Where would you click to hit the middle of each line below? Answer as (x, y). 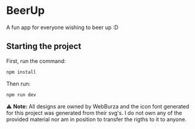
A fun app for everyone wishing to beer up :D (62, 27)
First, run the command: (36, 61)
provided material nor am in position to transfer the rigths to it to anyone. (97, 119)
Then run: (18, 84)
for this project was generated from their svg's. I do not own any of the (94, 113)
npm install (21, 72)
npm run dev (21, 94)
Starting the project (44, 46)
